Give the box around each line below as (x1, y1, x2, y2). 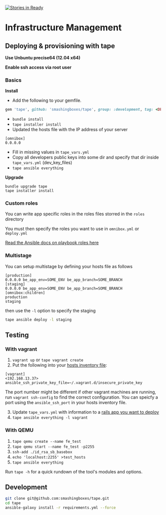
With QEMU (5, 427, 34, 434)
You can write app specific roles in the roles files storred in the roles (5, 211, 145, 217)
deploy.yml (5, 231, 28, 236)
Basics (5, 77, 22, 84)
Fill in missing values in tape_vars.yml (12, 149, 89, 155)
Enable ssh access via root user (5, 64, 72, 70)
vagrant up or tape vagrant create (12, 357, 83, 363)
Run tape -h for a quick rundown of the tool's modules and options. (5, 468, 143, 474)
